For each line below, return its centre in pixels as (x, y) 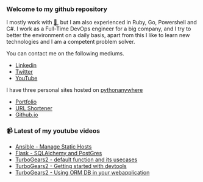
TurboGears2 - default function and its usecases (76, 159)
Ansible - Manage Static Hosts (53, 146)
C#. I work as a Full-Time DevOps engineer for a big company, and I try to (99, 29)
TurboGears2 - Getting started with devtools (71, 166)
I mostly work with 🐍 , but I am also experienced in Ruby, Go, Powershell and (101, 23)
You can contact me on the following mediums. (65, 54)
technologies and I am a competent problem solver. (71, 42)
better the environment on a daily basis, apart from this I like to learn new (98, 35)
